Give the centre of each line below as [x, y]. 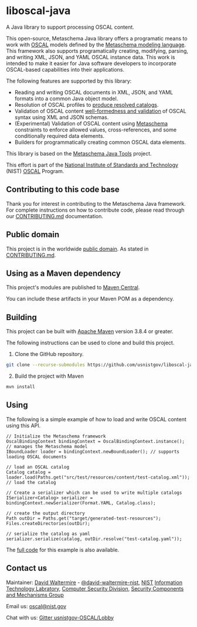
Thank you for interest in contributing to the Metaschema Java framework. [96, 204]
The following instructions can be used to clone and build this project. [90, 343]
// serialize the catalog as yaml [48, 534]
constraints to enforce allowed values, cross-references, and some [96, 130]
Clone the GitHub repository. [49, 354]
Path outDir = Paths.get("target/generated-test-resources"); [84, 518]
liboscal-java [38, 11]
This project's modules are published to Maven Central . [73, 287]
